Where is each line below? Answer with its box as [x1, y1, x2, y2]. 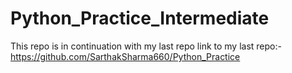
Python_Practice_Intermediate [10, 7, 270, 30]
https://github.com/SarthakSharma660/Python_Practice [10, 50, 241, 62]
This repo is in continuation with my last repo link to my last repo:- [10, 40, 282, 52]
